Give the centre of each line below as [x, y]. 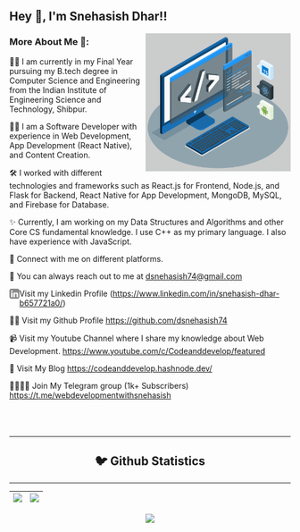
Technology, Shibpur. [48, 109]
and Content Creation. [50, 155]
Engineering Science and [55, 99]
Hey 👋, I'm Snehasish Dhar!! [88, 17]
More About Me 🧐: [49, 42]
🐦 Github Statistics [150, 461]
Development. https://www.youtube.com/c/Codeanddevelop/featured [137, 350]
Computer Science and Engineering [75, 80]
